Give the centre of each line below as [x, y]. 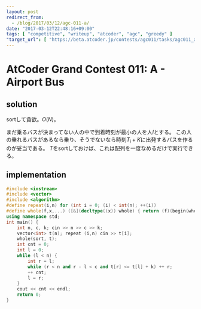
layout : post [22, 12]
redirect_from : [25, 17]
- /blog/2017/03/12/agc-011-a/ [51, 23]
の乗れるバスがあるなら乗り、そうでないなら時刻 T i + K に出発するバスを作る [100, 140]
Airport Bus [35, 82]
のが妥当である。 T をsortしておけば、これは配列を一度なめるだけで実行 [95, 148]
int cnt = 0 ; [33, 244]
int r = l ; [41, 261]
